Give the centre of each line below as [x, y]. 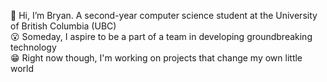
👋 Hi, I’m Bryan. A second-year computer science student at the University [164, 15]
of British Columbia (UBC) [63, 26]
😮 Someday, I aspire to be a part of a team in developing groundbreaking [161, 36]
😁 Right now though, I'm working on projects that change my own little [156, 58]
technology [33, 47]
